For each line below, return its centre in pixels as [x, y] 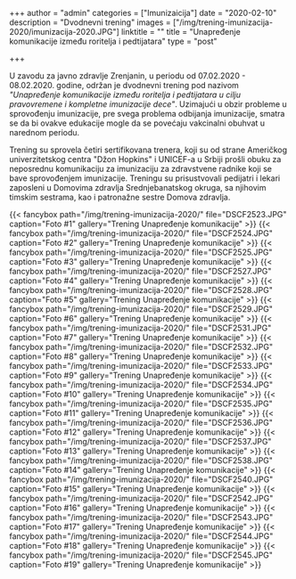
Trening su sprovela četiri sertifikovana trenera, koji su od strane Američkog [148, 150]
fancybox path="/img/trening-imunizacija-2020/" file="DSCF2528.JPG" [141, 290]
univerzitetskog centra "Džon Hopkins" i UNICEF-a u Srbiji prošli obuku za [145, 159]
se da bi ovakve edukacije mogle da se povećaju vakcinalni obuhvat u [137, 123]
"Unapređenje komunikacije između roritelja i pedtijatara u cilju [125, 94]
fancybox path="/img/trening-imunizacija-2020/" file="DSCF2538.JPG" [141, 461]
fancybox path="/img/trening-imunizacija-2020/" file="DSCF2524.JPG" [141, 233]
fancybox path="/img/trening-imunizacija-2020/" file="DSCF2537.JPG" [140, 441]
